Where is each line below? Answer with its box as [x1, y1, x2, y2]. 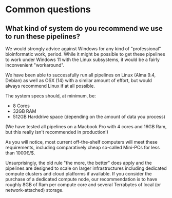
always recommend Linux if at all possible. [5, 83, 95, 89]
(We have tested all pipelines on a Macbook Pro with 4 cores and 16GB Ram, [5, 124, 167, 129]
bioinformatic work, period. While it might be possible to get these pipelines [5, 51, 165, 57]
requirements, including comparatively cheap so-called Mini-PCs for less [5, 145, 160, 150]
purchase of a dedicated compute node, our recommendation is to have [5, 176, 158, 182]
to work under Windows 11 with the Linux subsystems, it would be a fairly [5, 56, 160, 63]
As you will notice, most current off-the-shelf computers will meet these [5, 139, 158, 145]
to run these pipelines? [5, 32, 81, 41]
